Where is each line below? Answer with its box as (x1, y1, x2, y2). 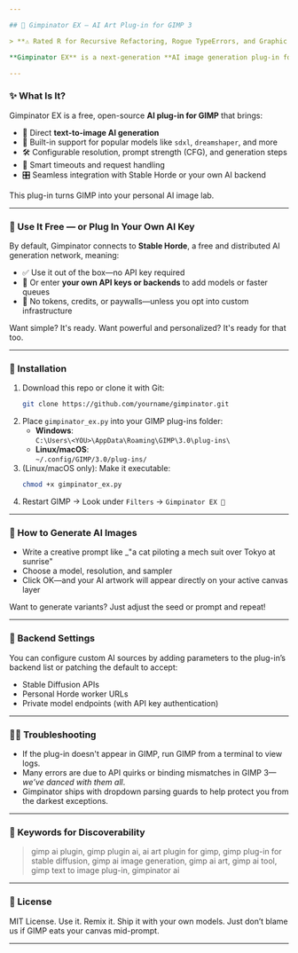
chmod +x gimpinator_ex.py (21, 480, 122, 489)
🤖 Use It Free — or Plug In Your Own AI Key (9, 220, 195, 232)
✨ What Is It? (9, 90, 67, 102)
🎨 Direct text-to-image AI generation (21, 127, 160, 138)
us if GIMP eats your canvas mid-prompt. (9, 925, 160, 936)
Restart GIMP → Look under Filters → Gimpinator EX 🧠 (21, 496, 226, 507)
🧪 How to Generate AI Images (9, 526, 137, 539)
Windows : (35, 425, 74, 436)
